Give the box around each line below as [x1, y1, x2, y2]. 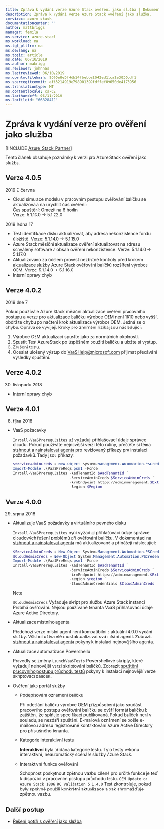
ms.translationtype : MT [5, 84, 54, 89]
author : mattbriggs [5, 25, 45, 30]
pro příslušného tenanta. [19, 728, 69, 733]
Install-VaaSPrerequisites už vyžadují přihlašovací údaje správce [12, 437, 146, 443]
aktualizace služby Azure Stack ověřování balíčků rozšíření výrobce [12, 262, 148, 268]
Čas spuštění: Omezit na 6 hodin [12, 207, 78, 212]
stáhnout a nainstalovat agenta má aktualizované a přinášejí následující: [12, 540, 156, 546]
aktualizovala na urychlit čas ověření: [12, 201, 87, 207]
